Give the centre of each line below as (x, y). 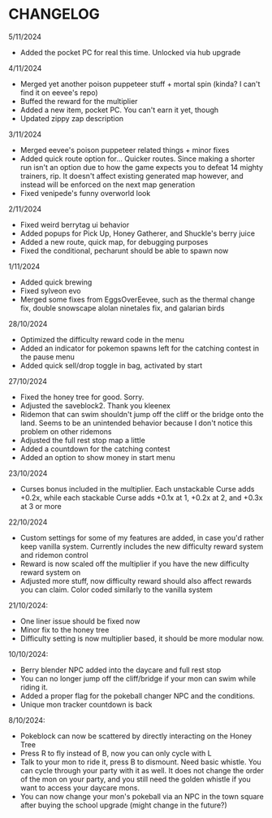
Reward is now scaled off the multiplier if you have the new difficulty (134, 563)
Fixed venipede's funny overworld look (85, 193)
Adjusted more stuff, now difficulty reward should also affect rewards (136, 581)
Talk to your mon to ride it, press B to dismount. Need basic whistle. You (140, 762)
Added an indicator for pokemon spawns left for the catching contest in (140, 348)
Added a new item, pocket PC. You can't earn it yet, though (119, 110)
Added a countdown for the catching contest (95, 449)
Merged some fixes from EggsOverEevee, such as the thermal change (138, 299)
